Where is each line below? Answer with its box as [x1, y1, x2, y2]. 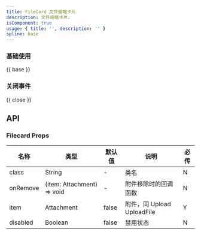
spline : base [6, 31, 39, 37]
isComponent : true [6, 20, 52, 26]
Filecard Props [6, 131, 50, 140]
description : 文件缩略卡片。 [6, 14, 73, 20]
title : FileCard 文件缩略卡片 [6, 8, 76, 15]
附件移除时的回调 [124, 180, 173, 188]
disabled [9, 218, 33, 227]
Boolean [44, 218, 69, 227]
